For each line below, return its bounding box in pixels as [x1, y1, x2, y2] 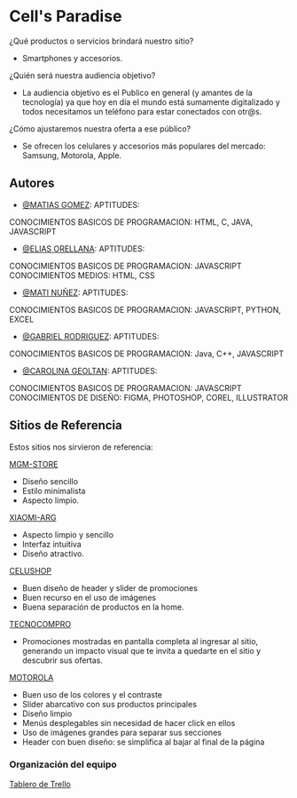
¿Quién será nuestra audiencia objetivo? [9, 69, 156, 81]
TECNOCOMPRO [9, 618, 72, 629]
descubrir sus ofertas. [21, 655, 104, 666]
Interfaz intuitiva [21, 539, 82, 549]
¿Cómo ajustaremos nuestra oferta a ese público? [9, 123, 191, 134]
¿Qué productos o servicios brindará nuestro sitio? [9, 36, 194, 46]
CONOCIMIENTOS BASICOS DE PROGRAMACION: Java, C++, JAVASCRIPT [9, 348, 285, 359]
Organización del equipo [9, 758, 117, 770]
